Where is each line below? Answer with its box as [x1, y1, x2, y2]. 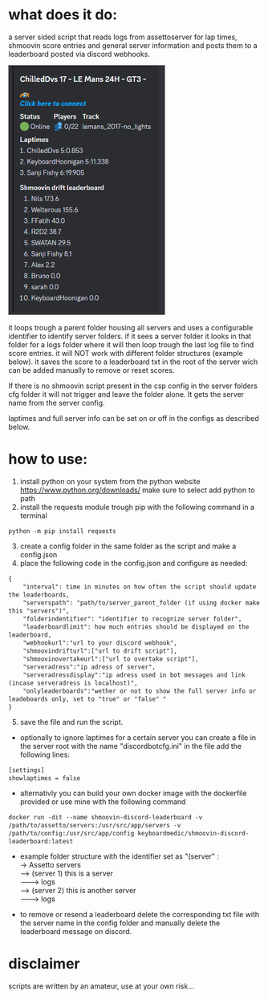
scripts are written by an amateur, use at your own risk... [8, 981, 194, 991]
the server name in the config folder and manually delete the [19, 918, 221, 928]
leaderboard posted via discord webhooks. [8, 49, 151, 59]
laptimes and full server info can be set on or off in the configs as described [8, 413, 259, 423]
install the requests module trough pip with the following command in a [19, 502, 255, 512]
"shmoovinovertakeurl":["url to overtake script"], [22, 655, 199, 663]
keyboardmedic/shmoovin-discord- [137, 829, 250, 837]
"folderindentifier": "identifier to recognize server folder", [22, 615, 242, 623]
